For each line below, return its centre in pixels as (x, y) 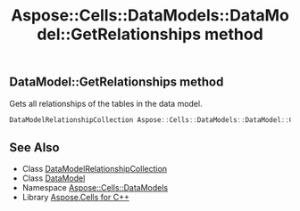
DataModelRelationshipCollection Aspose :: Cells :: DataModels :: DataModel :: (150, 120)
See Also (34, 147)
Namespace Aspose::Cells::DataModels (95, 188)
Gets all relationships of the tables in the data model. (106, 103)
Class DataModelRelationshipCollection (95, 169)
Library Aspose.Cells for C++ (75, 198)
